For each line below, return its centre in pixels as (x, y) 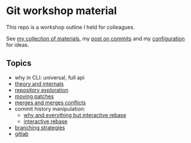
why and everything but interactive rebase (75, 115)
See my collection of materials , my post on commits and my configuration (95, 38)
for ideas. (18, 45)
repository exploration (42, 90)
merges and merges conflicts (50, 102)
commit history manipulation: (50, 109)
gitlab (22, 134)
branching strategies (40, 127)
